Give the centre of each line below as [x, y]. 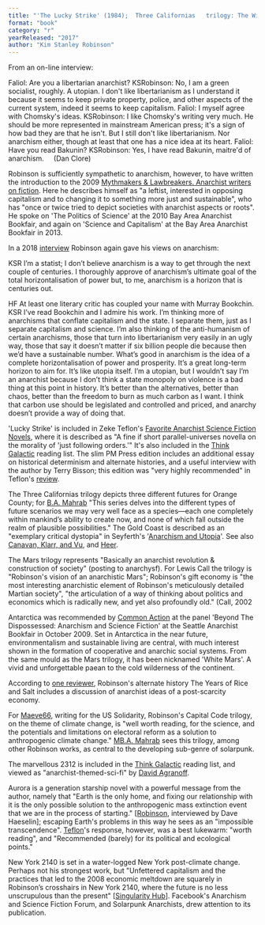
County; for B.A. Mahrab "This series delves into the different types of [122, 502]
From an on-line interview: [51, 67]
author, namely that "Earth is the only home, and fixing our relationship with [131, 797]
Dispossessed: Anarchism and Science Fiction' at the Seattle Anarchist [123, 626]
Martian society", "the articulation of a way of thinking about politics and [125, 593]
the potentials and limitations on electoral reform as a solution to [112, 732]
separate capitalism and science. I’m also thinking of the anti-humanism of [129, 329]
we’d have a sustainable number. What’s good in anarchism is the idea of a [129, 354]
